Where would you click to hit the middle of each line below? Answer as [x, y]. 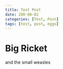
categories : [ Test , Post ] [32, 19]
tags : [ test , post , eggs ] [32, 24]
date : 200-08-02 [22, 14]
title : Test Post [23, 10]
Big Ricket [26, 48]
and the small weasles [28, 62]
